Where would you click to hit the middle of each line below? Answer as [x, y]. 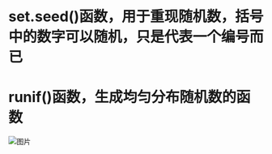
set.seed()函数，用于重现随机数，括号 [136, 17]
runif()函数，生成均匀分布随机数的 [123, 97]
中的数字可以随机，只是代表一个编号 [129, 37]
